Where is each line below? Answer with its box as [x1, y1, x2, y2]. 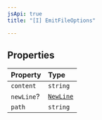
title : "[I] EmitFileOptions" [7, 17, 96, 24]
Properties [7, 49, 55, 61]
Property [11, 70, 42, 80]
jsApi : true [7, 10, 42, 18]
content [11, 82, 37, 90]
